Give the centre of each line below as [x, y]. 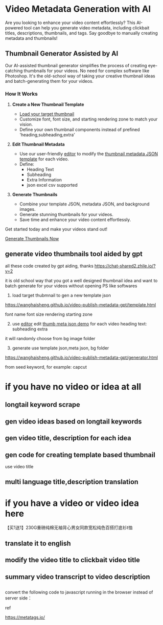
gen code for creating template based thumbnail [80, 455]
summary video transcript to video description [78, 577]
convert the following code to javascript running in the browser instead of [79, 592]
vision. [26, 125]
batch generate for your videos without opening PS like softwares [71, 286]
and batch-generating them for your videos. [49, 81]
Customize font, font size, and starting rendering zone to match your [88, 119]
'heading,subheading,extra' [47, 135]
